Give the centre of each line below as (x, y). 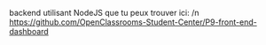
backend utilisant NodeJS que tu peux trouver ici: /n (104, 13)
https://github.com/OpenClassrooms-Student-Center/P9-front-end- (133, 22)
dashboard (29, 31)
